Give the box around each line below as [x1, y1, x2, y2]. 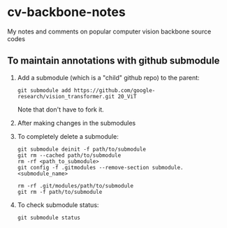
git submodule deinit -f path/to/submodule [17, 146, 147, 153]
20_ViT [117, 93, 137, 100]
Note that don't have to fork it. [17, 105, 105, 114]
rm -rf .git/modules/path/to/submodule [17, 182, 134, 189]
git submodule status [17, 214, 80, 221]
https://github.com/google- [73, 86, 156, 94]
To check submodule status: [17, 200, 99, 209]
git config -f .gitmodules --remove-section [17, 164, 149, 171]
